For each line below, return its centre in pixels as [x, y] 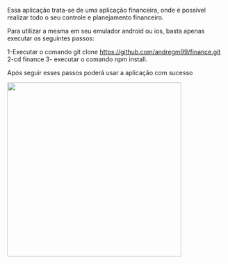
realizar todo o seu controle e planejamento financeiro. [85, 17]
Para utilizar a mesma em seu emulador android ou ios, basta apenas [106, 31]
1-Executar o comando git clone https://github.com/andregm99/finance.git [114, 52]
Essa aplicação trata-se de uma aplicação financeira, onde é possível [107, 10]
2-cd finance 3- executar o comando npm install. [78, 59]
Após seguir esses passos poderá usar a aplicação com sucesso [100, 73]
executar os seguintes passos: [51, 38]
